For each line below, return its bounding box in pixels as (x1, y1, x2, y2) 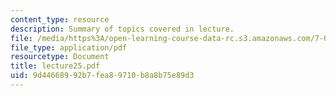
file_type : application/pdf (10, 42, 128, 53)
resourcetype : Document (10, 52, 110, 62)
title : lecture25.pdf (10, 61, 101, 71)
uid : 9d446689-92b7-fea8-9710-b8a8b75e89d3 (10, 71, 195, 81)
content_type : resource (10, 14, 110, 25)
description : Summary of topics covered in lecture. (10, 24, 235, 34)
